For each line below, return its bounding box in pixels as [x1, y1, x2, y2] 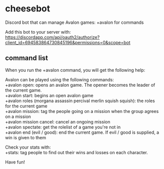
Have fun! [5, 159, 25, 165]
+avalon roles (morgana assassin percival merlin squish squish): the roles [5, 98, 155, 104]
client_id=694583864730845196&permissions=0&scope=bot [5, 39, 131, 45]
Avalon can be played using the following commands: [5, 76, 114, 82]
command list [5, 54, 48, 62]
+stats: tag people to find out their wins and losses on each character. [5, 149, 148, 155]
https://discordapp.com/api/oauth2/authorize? [5, 34, 100, 40]
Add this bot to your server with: [5, 29, 71, 35]
